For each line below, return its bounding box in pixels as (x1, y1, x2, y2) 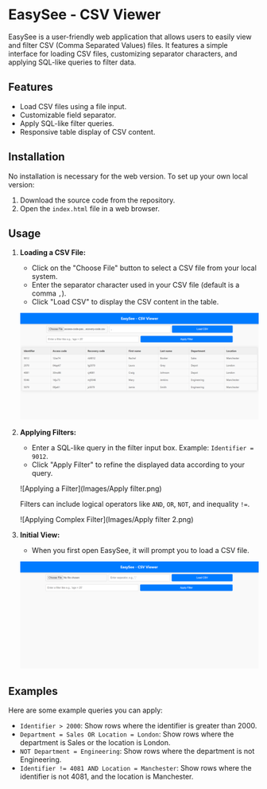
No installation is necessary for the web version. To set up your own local (8, 171, 249, 181)
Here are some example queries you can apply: (8, 705, 163, 715)
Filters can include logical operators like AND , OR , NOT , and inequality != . (19, 500, 250, 509)
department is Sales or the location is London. (19, 738, 171, 748)
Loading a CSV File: (19, 248, 86, 257)
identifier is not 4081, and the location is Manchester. (19, 771, 194, 782)
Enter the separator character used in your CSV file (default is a (31, 281, 240, 290)
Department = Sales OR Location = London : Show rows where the (19, 729, 234, 739)
